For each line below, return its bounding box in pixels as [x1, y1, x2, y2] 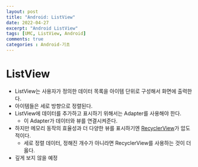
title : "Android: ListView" [6, 14, 76, 20]
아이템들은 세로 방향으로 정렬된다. [14, 102, 93, 110]
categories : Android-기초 [6, 42, 71, 48]
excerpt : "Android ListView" [6, 25, 78, 31]
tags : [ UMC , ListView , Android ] [6, 31, 86, 37]
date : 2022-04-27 [6, 20, 49, 25]
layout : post [6, 8, 39, 15]
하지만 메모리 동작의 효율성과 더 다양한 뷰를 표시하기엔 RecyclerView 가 [14, 124, 180, 131]
